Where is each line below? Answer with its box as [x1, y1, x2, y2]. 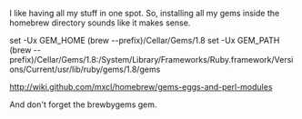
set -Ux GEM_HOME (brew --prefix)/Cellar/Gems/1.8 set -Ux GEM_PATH [9, 35, 280, 45]
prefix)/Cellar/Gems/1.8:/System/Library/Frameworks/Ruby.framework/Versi [9, 55, 294, 64]
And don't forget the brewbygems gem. [9, 99, 157, 110]
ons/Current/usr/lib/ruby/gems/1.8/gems [9, 64, 161, 74]
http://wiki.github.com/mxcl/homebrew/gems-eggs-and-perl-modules [9, 82, 273, 92]
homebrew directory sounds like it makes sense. [9, 17, 191, 28]
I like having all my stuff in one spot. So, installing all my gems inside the [9, 8, 280, 18]
